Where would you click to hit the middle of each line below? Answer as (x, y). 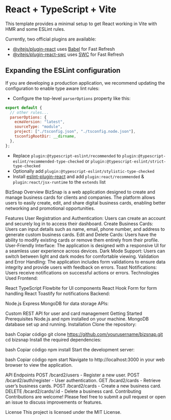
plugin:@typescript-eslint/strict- (128, 162)
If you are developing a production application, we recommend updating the (85, 83)
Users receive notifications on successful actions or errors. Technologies (82, 272)
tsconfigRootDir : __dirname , (45, 136)
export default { (24, 108)
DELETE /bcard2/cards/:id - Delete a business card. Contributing (73, 391)
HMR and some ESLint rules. (35, 29)
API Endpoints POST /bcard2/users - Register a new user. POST (72, 375)
